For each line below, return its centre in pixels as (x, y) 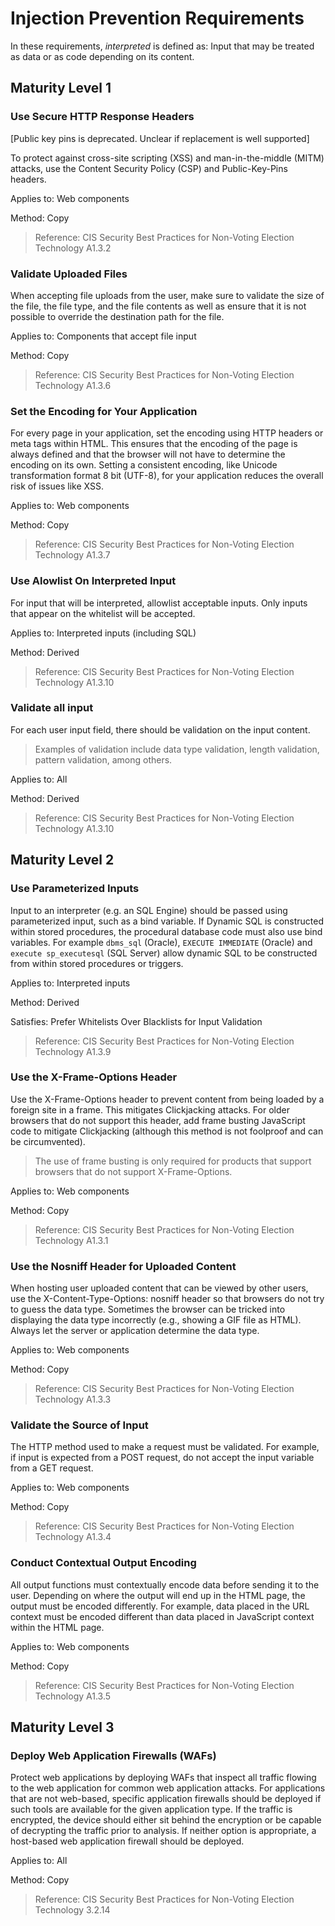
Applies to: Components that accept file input (103, 336)
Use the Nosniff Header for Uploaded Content (123, 1266)
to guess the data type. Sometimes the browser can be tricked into (148, 1309)
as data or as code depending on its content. (102, 56)
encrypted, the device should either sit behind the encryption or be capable (166, 1820)
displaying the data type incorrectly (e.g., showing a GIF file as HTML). (156, 1320)
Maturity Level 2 (62, 860)
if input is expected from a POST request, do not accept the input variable (162, 1458)
